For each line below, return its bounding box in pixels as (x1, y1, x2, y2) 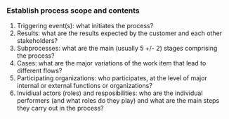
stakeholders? (16, 37, 58, 45)
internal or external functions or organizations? (16, 82, 152, 90)
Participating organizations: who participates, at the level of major (16, 74, 208, 82)
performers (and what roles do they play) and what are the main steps (16, 96, 220, 105)
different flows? (16, 66, 63, 75)
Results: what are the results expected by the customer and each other (16, 29, 223, 37)
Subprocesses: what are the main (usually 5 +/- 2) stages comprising (16, 44, 218, 53)
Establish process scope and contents (6, 6, 140, 15)
